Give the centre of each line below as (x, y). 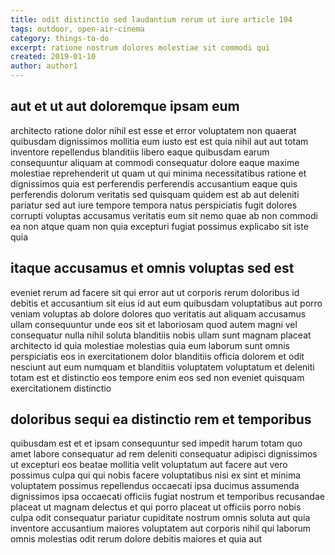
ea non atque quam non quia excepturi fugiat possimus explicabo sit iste (159, 226)
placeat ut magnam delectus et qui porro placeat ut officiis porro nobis (156, 507)
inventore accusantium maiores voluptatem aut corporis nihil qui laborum (161, 528)
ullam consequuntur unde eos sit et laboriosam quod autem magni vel (154, 324)
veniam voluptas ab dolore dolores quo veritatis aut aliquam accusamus (158, 313)
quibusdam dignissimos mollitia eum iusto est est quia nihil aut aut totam (159, 141)
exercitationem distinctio (61, 388)
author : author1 (44, 66)
